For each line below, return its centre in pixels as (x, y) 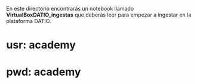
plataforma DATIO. (29, 21)
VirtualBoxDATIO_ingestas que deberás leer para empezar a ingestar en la (99, 15)
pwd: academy (44, 72)
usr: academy (41, 45)
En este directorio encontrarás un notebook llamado (70, 9)
